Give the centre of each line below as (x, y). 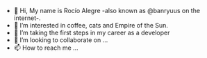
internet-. (27, 18)
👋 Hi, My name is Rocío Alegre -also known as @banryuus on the (107, 11)
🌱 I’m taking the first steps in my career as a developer (92, 32)
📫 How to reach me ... (46, 48)
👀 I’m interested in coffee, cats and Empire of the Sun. (91, 25)
